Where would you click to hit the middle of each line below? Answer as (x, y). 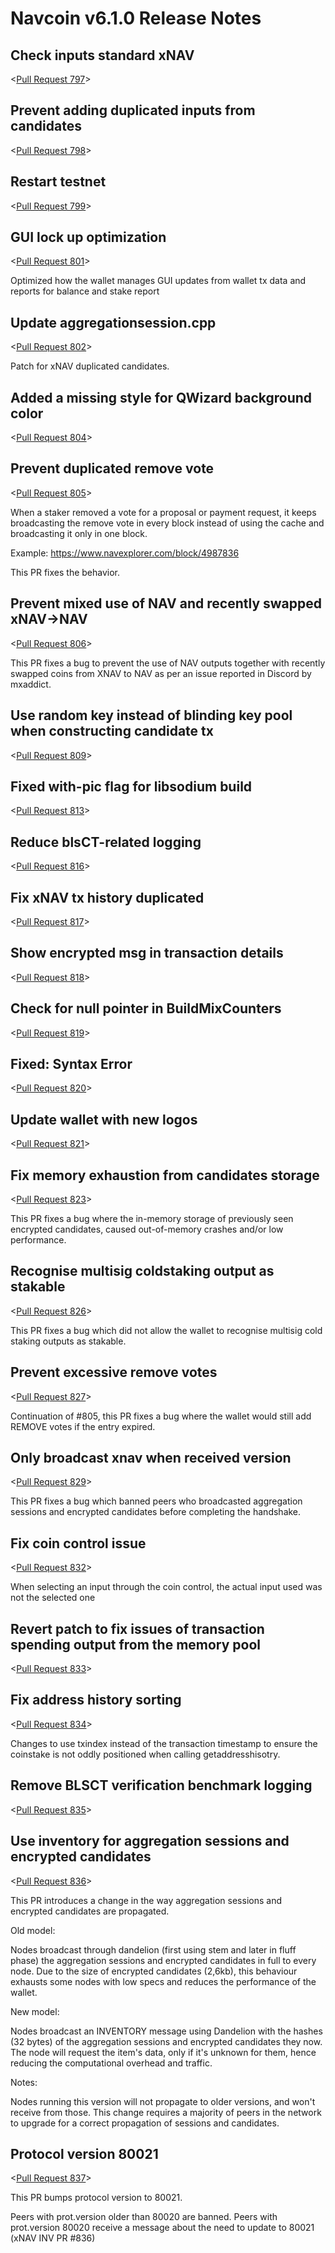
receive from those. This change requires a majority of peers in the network (166, 2112)
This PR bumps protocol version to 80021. (96, 2198)
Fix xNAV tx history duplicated (107, 897)
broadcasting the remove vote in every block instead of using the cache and (167, 523)
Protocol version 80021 (84, 2153)
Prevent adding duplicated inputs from (133, 110)
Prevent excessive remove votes (114, 1372)
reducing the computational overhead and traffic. (111, 2063)
